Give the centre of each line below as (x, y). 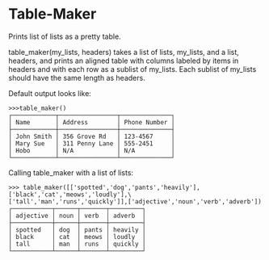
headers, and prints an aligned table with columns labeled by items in (124, 61)
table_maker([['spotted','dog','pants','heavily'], (111, 187)
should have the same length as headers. (77, 78)
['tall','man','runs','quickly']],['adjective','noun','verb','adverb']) (135, 201)
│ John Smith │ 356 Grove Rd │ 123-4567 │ (92, 136)
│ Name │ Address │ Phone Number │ (92, 122)
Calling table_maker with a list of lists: (71, 172)
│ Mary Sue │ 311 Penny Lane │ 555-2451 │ (92, 143)
